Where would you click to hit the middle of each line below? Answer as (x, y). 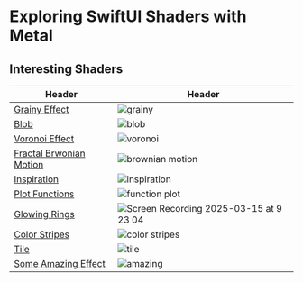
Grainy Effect (41, 109)
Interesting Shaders (66, 69)
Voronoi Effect (44, 139)
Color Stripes (42, 234)
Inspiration (37, 179)
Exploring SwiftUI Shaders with (128, 17)
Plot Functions (44, 194)
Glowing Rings (44, 214)
